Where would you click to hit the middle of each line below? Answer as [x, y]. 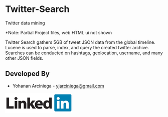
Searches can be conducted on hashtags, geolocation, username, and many [84, 53]
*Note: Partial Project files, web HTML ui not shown [59, 32]
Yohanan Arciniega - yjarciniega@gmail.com [58, 86]
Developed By [28, 74]
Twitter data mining [25, 23]
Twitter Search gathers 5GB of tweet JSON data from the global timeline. [80, 42]
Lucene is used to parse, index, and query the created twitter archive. [77, 47]
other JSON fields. [24, 58]
